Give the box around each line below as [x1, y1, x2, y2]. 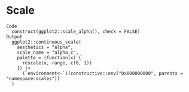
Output [6, 33, 23, 39]
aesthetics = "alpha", [17, 44, 74, 50]
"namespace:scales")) [6, 75, 60, 81]
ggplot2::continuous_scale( [11, 39, 82, 45]
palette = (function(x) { [17, 54, 82, 60]
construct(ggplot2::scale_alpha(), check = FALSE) [11, 28, 141, 35]
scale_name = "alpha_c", [17, 49, 79, 56]
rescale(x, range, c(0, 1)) [22, 60, 93, 66]
